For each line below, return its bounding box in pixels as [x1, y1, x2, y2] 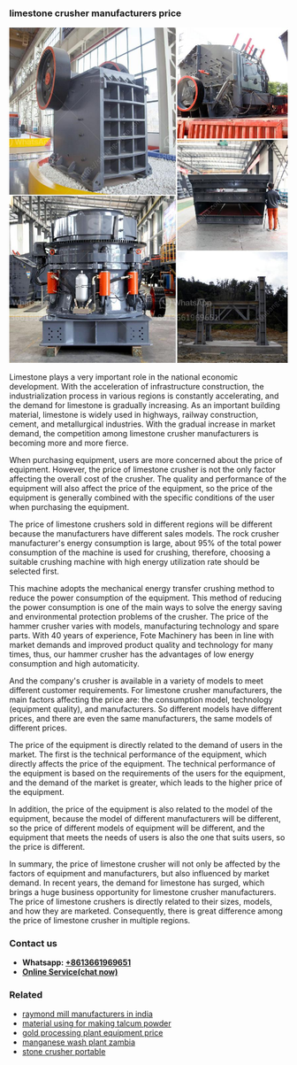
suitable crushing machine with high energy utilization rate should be [9, 556, 261, 567]
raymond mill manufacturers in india [21, 1008, 153, 1020]
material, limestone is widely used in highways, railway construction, [9, 409, 259, 420]
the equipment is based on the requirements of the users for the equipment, [9, 768, 286, 778]
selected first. [9, 566, 60, 576]
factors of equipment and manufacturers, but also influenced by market [9, 868, 270, 878]
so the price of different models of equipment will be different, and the [9, 822, 265, 833]
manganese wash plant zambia [21, 1037, 135, 1047]
